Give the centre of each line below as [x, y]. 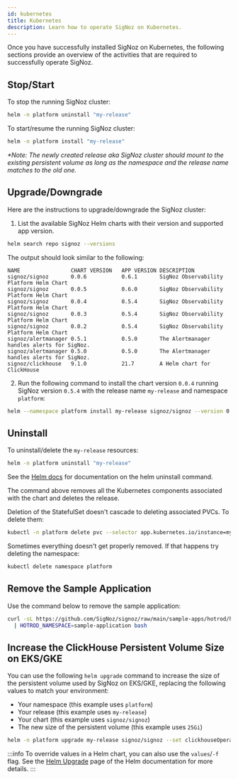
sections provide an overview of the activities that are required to [102, 55]
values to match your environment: [58, 691]
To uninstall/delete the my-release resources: [73, 450]
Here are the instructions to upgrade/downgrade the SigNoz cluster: [107, 209]
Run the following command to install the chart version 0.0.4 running [118, 383]
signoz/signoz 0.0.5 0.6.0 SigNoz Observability [115, 289]
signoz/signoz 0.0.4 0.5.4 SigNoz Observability [115, 301]
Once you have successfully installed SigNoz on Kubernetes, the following [116, 48]
